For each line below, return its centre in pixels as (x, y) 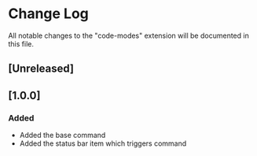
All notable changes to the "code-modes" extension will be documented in (128, 35)
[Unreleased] (41, 69)
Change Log (48, 14)
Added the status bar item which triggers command (103, 143)
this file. (21, 43)
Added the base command (62, 136)
